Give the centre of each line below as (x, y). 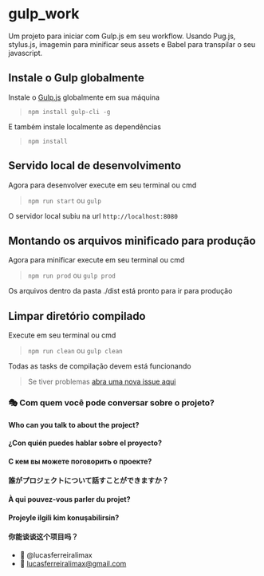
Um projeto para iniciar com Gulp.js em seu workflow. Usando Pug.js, (122, 36)
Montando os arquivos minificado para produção (132, 241)
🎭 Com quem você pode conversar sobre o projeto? (112, 403)
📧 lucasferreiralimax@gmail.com (73, 563)
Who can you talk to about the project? (74, 424)
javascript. (26, 53)
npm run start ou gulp (65, 200)
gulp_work (44, 14)
